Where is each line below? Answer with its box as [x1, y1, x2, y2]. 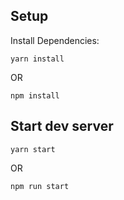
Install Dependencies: [10, 34, 100, 46]
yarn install [10, 54, 65, 64]
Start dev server [10, 118, 114, 135]
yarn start [10, 144, 56, 154]
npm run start [10, 181, 70, 191]
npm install [10, 90, 60, 101]
